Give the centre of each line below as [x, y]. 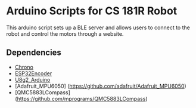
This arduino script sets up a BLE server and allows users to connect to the [98, 27]
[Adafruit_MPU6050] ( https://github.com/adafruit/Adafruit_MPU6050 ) [100, 86]
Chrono [24, 67]
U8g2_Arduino [32, 79]
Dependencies [34, 53]
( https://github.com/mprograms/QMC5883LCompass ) [81, 98]
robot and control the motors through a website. [65, 33]
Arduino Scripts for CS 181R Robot [92, 11]
